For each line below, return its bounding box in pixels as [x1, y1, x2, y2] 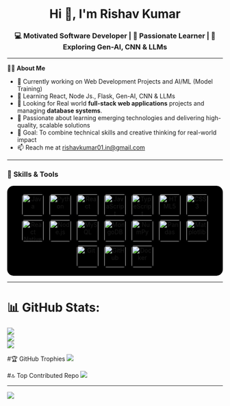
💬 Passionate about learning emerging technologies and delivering [16, 114, 205, 122]
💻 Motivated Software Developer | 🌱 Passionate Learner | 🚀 [14, 31, 216, 40]
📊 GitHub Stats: [7, 300, 101, 315]
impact [16, 136, 37, 144]
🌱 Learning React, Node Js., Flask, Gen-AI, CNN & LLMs [16, 92, 176, 100]
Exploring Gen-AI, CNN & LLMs [62, 43, 168, 52]
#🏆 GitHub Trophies [7, 355, 66, 363]
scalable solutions [39, 121, 90, 130]
